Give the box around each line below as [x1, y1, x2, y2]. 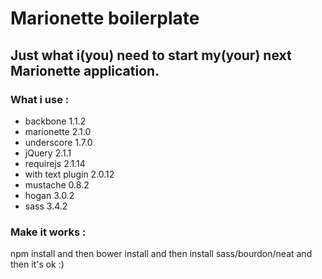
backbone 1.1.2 [24, 115, 87, 127]
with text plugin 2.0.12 [24, 168, 115, 180]
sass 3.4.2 [24, 200, 68, 212]
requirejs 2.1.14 [24, 157, 86, 169]
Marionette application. [10, 62, 160, 79]
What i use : [10, 92, 70, 106]
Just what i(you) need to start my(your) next [10, 47, 292, 64]
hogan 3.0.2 [24, 189, 75, 201]
